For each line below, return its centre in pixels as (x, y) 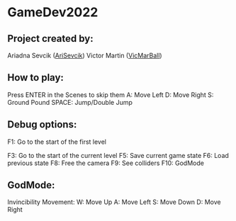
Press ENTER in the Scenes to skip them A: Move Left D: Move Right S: (111, 95)
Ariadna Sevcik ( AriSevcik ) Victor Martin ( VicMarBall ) (85, 55)
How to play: (35, 78)
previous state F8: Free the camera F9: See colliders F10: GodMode (106, 163)
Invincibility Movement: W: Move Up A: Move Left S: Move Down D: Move (114, 202)
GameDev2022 (53, 12)
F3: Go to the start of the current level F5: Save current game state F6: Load (118, 155)
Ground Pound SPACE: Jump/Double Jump (70, 102)
